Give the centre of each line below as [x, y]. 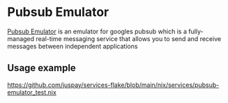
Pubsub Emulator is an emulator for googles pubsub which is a [97, 31]
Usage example [42, 68]
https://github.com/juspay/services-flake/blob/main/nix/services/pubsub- [113, 85]
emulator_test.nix [32, 92]
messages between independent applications [73, 46]
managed [21, 38]
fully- [196, 31]
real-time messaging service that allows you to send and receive [129, 38]
